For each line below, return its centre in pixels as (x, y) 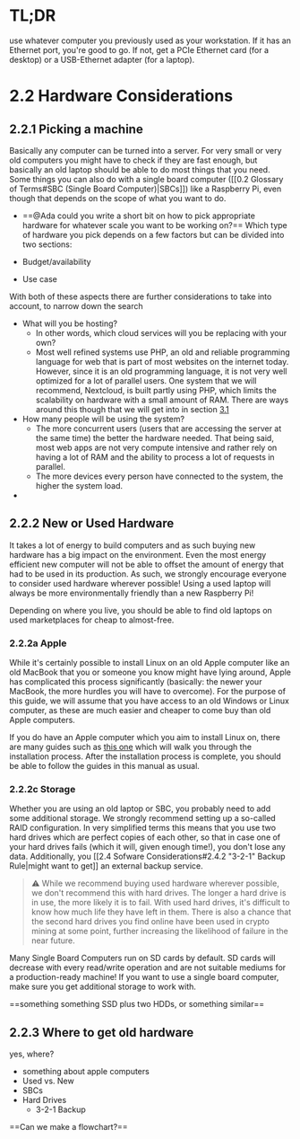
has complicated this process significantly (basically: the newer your (136, 682)
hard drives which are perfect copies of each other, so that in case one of (145, 837)
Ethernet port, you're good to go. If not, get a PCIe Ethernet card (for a (139, 49)
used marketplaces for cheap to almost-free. (92, 620)
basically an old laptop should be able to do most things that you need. (140, 169)
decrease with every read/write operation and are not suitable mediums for (148, 967)
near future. (53, 940)
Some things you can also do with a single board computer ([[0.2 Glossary (146, 179)
